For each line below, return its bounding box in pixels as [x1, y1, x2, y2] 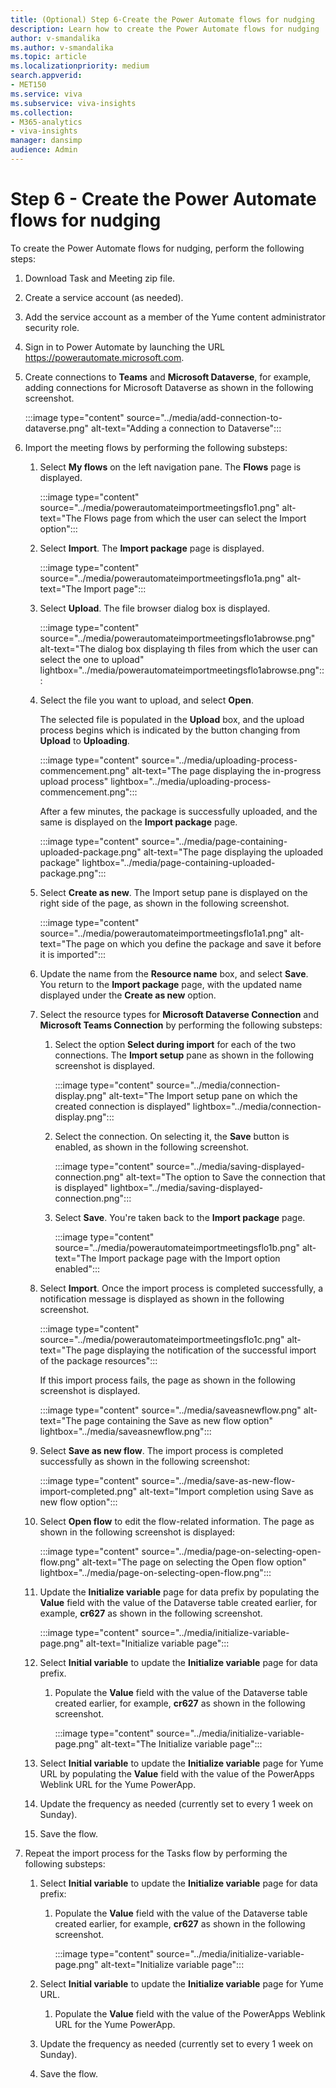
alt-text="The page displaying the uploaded [143, 846, 324, 858]
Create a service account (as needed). [24, 291, 184, 303]
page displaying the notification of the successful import [83, 1344, 317, 1356]
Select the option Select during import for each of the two [54, 1038, 297, 1050]
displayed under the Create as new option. [39, 989, 217, 1001]
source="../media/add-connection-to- [126, 411, 283, 423]
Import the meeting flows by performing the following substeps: [24, 441, 288, 453]
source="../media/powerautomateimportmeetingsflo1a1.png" [39, 927, 288, 939]
